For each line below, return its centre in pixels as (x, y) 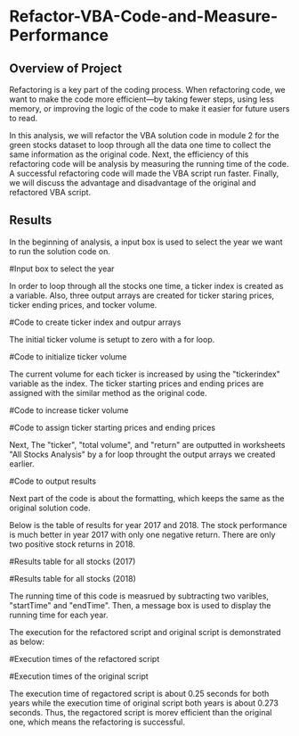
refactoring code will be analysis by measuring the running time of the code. (149, 164)
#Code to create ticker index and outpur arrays (95, 322)
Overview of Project (66, 68)
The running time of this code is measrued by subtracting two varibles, (139, 596)
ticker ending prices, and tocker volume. (83, 304)
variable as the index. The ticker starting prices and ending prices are (137, 383)
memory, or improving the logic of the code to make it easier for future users (149, 108)
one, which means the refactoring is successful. (97, 722)
